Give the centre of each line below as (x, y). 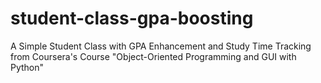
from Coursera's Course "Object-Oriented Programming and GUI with (153, 56)
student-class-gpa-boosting (132, 18)
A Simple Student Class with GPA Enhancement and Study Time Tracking (161, 46)
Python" (27, 67)
